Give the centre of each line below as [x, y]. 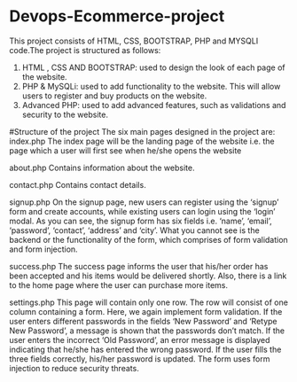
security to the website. [65, 114]
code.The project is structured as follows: [85, 50]
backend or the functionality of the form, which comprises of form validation [148, 239]
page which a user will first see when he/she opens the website [125, 150]
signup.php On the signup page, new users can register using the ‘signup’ [144, 202]
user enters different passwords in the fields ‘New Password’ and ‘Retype [143, 321]
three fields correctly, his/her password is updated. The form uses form [140, 359]
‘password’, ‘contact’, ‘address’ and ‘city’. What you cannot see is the [134, 230]
